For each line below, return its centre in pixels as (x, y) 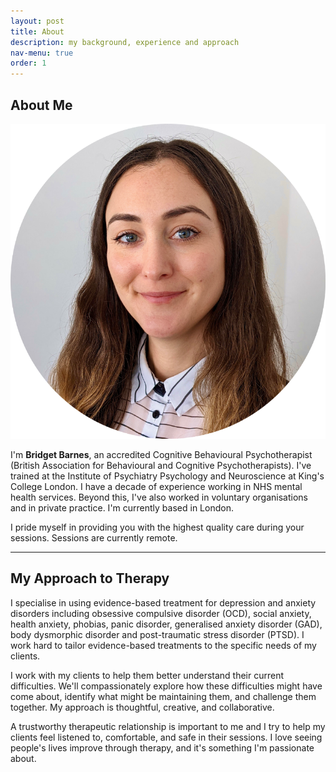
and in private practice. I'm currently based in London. (122, 507)
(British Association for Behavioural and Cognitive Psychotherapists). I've (161, 465)
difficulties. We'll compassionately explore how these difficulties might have (166, 686)
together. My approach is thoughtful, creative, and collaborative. (142, 707)
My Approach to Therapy (90, 578)
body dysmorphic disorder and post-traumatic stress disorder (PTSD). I (157, 634)
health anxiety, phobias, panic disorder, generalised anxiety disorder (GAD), (166, 624)
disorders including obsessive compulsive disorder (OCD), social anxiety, (161, 613)
